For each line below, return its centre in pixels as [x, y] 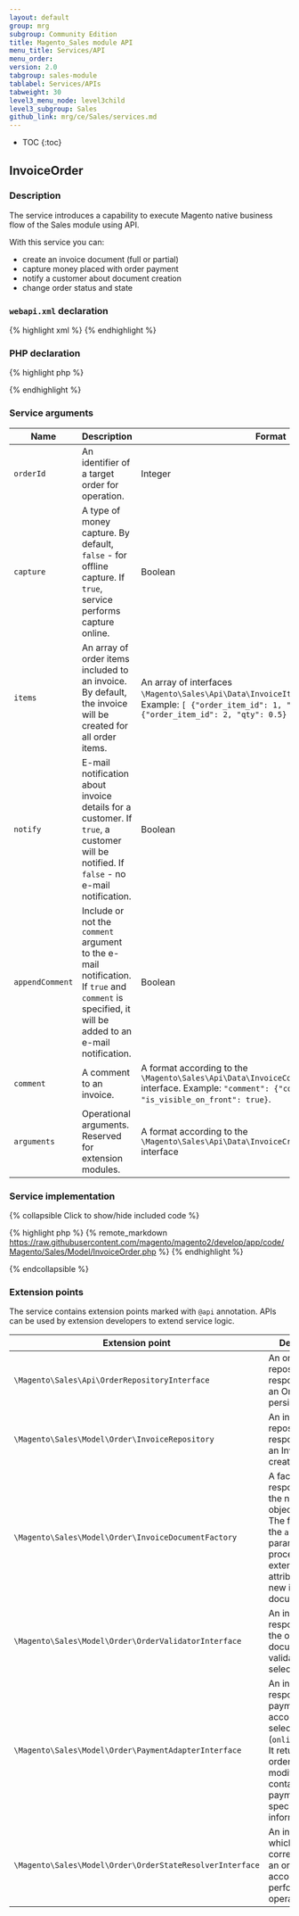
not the [97, 921]
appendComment [44, 982]
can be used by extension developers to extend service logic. [122, 1321]
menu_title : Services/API [57, 51]
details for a [106, 806]
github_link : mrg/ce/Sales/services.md [83, 117]
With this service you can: [57, 242]
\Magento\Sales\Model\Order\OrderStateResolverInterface [137, 1866]
